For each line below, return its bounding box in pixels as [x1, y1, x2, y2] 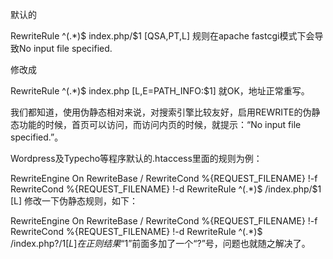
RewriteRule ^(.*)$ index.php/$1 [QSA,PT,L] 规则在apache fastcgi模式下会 [10, 30, 315, 42]
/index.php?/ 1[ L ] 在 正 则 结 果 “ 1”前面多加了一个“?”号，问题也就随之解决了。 [10, 238, 311, 249]
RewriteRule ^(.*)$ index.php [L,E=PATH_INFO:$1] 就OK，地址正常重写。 [10, 85, 310, 97]
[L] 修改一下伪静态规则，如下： [10, 195, 139, 207]
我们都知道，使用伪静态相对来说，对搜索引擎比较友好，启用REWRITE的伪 [10, 106, 312, 118]
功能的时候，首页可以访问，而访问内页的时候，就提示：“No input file [18, 119, 302, 130]
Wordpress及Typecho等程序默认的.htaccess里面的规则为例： [10, 153, 263, 164]
